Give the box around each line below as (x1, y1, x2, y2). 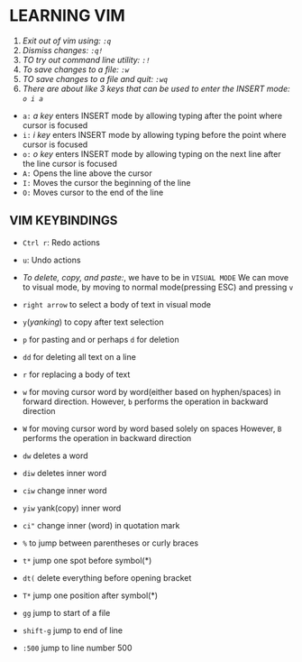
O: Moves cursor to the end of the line (22, 187, 164, 198)
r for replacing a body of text (22, 369, 131, 380)
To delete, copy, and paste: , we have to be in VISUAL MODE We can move (22, 271, 289, 282)
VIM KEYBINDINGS (9, 213, 118, 228)
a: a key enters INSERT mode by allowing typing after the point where (22, 110, 282, 121)
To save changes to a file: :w (22, 64, 130, 75)
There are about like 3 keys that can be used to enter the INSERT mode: (22, 83, 290, 94)
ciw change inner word (22, 484, 107, 496)
